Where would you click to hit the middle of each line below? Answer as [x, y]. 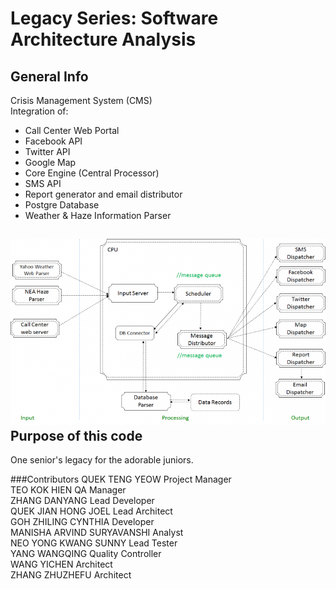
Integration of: [39, 111]
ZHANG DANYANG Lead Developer [82, 501]
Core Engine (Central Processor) [92, 173]
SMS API [43, 183]
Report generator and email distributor [103, 194]
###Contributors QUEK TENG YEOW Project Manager [121, 479]
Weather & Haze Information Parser [98, 215]
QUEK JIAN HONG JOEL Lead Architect [91, 511]
